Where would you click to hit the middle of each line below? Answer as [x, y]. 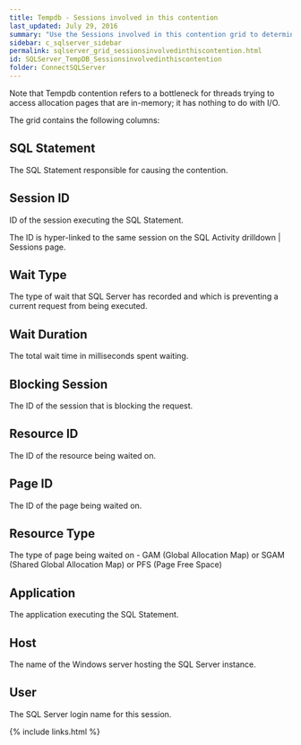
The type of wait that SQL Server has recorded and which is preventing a [144, 296]
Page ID [31, 484]
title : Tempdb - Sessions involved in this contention [114, 18]
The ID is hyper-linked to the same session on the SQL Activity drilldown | [145, 237]
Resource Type [52, 534]
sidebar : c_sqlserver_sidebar [66, 43]
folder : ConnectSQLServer [57, 68]
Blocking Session [59, 384]
